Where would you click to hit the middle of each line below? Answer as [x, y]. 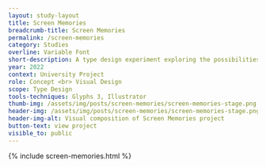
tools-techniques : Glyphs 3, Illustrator [78, 97]
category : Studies [38, 45]
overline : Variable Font [49, 52]
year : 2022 [26, 67]
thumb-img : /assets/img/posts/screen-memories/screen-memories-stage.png [133, 104]
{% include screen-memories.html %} [70, 156]
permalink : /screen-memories [56, 38]
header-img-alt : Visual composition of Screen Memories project [116, 119]
